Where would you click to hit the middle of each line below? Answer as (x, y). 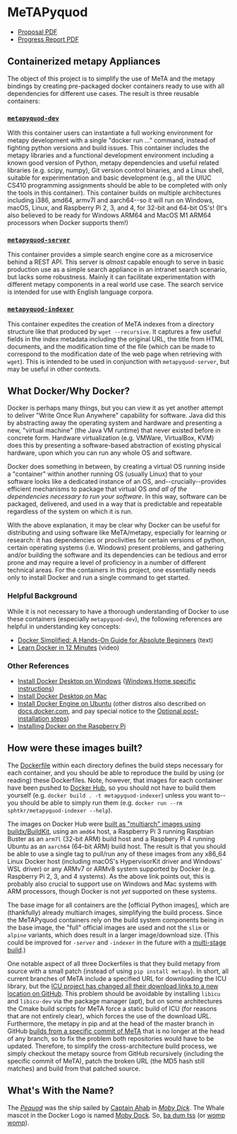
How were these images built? (75, 748)
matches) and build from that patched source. (74, 1068)
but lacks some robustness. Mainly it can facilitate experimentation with (111, 277)
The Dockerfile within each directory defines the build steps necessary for (115, 765)
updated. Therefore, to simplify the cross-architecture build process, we (112, 1046)
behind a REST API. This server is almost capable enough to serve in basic (116, 262)
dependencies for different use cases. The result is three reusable (103, 93)
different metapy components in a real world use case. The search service (115, 285)
